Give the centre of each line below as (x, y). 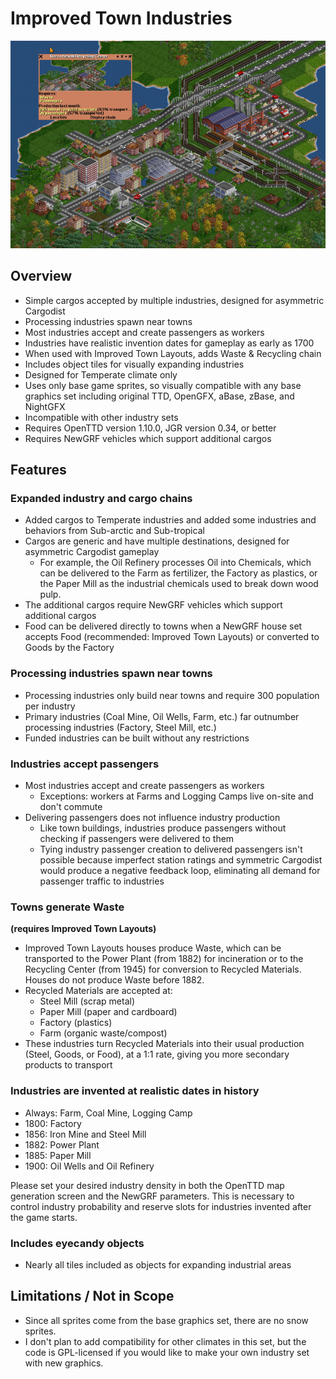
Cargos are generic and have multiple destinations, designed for (157, 541)
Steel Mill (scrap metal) (87, 1001)
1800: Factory (53, 1123)
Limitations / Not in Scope (92, 1296)
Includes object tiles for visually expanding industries (134, 364)
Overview (41, 276)
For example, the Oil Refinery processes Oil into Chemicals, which (175, 563)
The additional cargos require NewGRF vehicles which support (153, 605)
